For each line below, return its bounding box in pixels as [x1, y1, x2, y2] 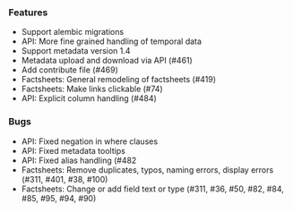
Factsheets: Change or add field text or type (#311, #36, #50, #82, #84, [21, 183, 284, 194]
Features [8, 6, 48, 19]
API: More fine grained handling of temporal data [21, 36, 203, 47]
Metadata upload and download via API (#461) [21, 55, 194, 66]
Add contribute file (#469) [21, 64, 118, 75]
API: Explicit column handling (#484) [21, 93, 158, 104]
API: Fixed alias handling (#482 [21, 155, 137, 165]
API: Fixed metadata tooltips [21, 145, 126, 156]
